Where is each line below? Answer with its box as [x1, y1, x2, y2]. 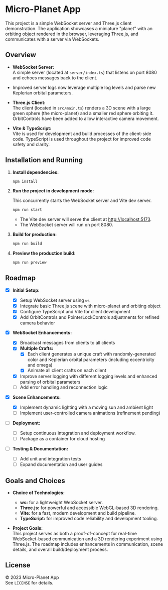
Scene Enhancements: [12, 394, 61, 400]
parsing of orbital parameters [20, 379, 81, 385]
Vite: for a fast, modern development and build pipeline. [20, 510, 136, 516]
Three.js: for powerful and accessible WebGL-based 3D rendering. [20, 505, 159, 511]
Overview [5, 51, 37, 59]
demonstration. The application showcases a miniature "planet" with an [5, 25, 153, 31]
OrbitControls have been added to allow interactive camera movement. [12, 115, 159, 122]
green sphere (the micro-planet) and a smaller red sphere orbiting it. [12, 110, 154, 116]
